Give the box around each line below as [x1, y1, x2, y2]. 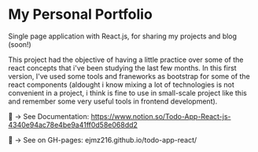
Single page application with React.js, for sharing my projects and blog [8, 31, 238, 41]
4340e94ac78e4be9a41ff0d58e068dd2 [8, 120, 138, 129]
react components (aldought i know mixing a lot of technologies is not [8, 80, 234, 89]
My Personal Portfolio [8, 5, 153, 24]
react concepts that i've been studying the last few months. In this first [8, 63, 238, 72]
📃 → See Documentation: [8, 111, 90, 121]
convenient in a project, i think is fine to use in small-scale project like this [8, 88, 248, 97]
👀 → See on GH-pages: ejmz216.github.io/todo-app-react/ [8, 135, 197, 144]
